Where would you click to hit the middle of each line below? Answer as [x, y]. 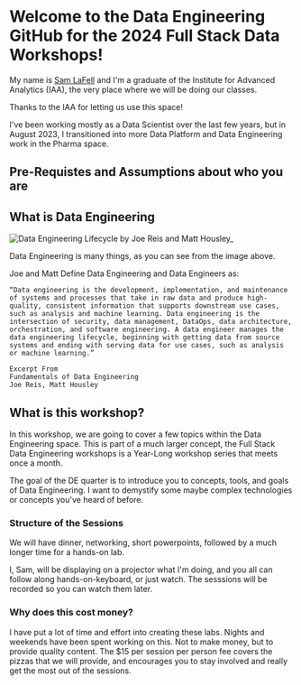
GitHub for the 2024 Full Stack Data [145, 36]
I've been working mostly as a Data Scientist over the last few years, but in [148, 125]
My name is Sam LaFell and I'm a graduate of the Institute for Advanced [142, 79]
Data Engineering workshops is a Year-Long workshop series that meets [144, 453]
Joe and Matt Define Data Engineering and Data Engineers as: [124, 273]
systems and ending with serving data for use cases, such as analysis [146, 346]
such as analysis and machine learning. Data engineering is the [134, 314]
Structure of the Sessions [67, 523]
